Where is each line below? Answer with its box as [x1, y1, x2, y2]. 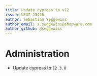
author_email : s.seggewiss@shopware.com [5, 21, 92, 27]
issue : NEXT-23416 [5, 12, 44, 17]
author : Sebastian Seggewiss [5, 17, 67, 22]
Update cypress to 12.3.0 [12, 65, 67, 71]
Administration [5, 48, 70, 60]
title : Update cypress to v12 [5, 7, 70, 13]
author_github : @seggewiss [5, 26, 62, 31]
